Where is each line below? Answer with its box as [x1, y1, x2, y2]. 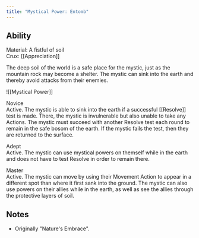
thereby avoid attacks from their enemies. [6, 77, 109, 84]
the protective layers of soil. [6, 192, 74, 199]
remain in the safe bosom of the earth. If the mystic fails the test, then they [6, 125, 189, 132]
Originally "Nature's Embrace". [14, 225, 90, 232]
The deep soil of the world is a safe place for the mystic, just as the [6, 64, 170, 71]
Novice [6, 100, 24, 107]
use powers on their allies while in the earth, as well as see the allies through [6, 186, 194, 193]
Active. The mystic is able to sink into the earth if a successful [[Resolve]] [6, 106, 186, 113]
